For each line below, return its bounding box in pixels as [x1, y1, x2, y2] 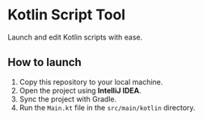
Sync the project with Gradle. [19, 94, 117, 104]
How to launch [7, 56, 82, 69]
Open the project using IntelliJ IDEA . [19, 85, 142, 95]
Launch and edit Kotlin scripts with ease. [7, 32, 143, 42]
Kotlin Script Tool [7, 6, 126, 24]
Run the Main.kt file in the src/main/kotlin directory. [19, 102, 196, 112]
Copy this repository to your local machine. [19, 77, 163, 86]
